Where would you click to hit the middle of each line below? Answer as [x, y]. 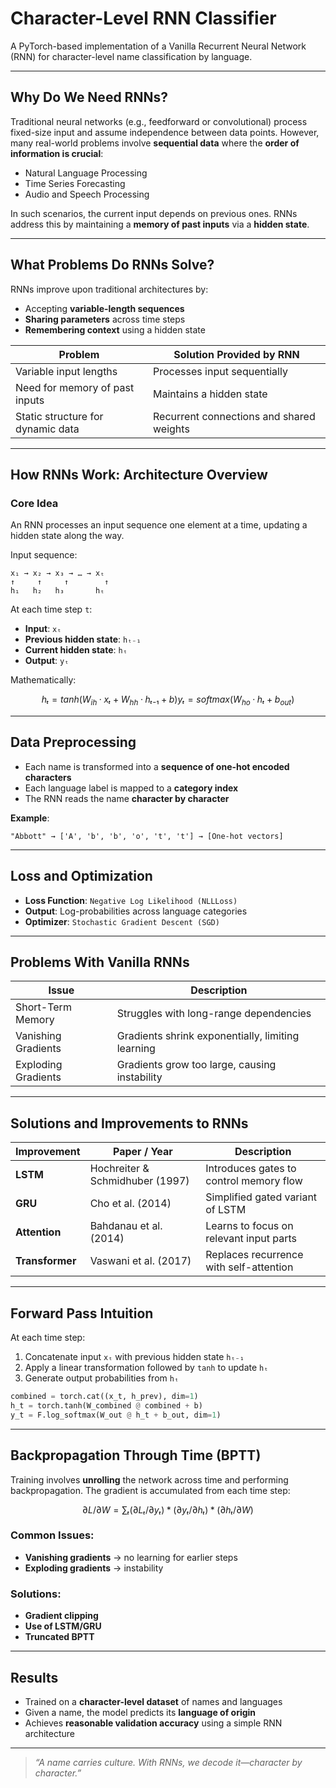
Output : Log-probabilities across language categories [136, 911]
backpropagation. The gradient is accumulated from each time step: [150, 1490]
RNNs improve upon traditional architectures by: [109, 289]
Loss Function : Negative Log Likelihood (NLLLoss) [131, 900]
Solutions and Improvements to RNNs [129, 1123]
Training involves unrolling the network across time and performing [149, 1479]
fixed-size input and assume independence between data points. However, [165, 132]
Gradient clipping [61, 1616]
